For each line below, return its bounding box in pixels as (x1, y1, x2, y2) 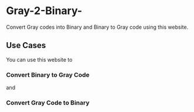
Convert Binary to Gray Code (6, 70, 90, 79)
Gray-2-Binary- (6, 4, 83, 18)
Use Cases (6, 40, 46, 50)
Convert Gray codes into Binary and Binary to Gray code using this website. (6, 23, 189, 30)
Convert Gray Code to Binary (6, 99, 90, 107)
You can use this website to (6, 56, 73, 63)
